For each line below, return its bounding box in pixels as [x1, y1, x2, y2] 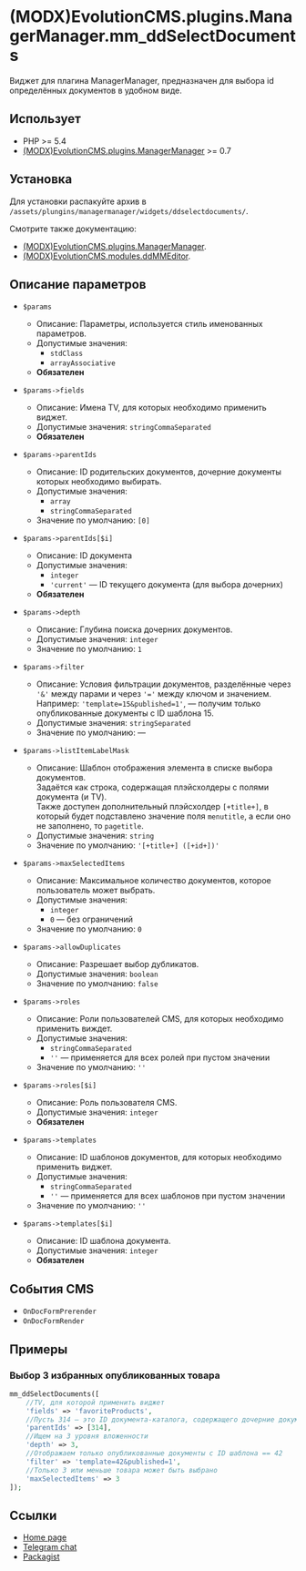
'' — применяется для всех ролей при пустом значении [49, 1052, 270, 1063]
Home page [22, 1532, 67, 1543]
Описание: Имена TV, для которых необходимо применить [36, 403, 267, 413]
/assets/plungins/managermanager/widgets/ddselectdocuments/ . [9, 205, 249, 216]
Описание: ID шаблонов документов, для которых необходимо [36, 1152, 282, 1163]
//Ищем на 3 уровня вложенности [25, 1432, 148, 1441]
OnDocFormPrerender [22, 1307, 97, 1317]
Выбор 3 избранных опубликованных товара [9, 1369, 220, 1382]
